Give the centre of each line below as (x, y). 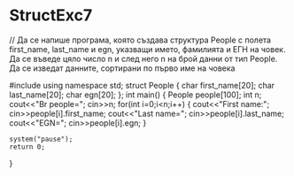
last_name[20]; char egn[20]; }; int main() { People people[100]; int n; (135, 95)
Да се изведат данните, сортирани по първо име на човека (122, 68)
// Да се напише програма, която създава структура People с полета (140, 40)
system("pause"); (41, 139)
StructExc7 (51, 15)
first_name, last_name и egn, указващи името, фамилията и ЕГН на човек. (147, 49)
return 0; (27, 147)
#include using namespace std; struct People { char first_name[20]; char (142, 85)
